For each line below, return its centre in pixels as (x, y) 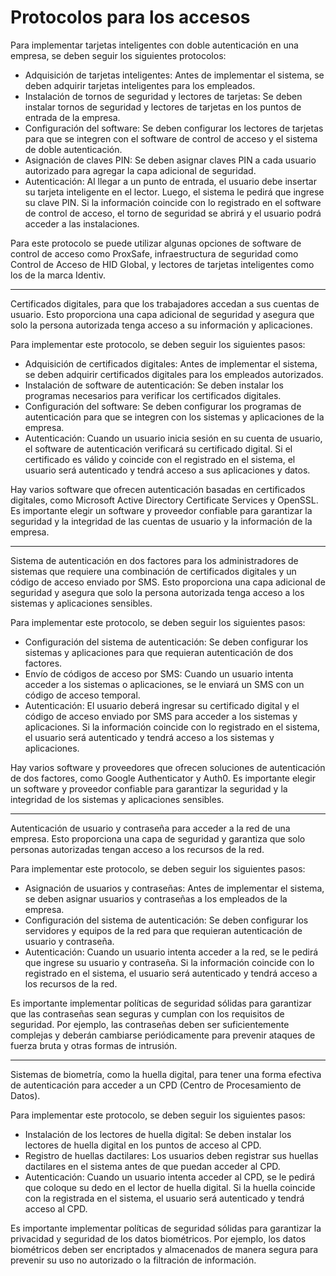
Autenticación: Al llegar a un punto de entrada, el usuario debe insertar (170, 181)
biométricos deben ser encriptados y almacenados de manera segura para (164, 1249)
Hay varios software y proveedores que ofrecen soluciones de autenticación (168, 767)
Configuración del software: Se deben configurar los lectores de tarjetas (174, 128)
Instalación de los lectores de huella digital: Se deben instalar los (158, 1134)
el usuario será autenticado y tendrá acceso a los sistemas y (149, 737)
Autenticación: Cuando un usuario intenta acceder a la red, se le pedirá (171, 952)
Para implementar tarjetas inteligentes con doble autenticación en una (154, 45)
